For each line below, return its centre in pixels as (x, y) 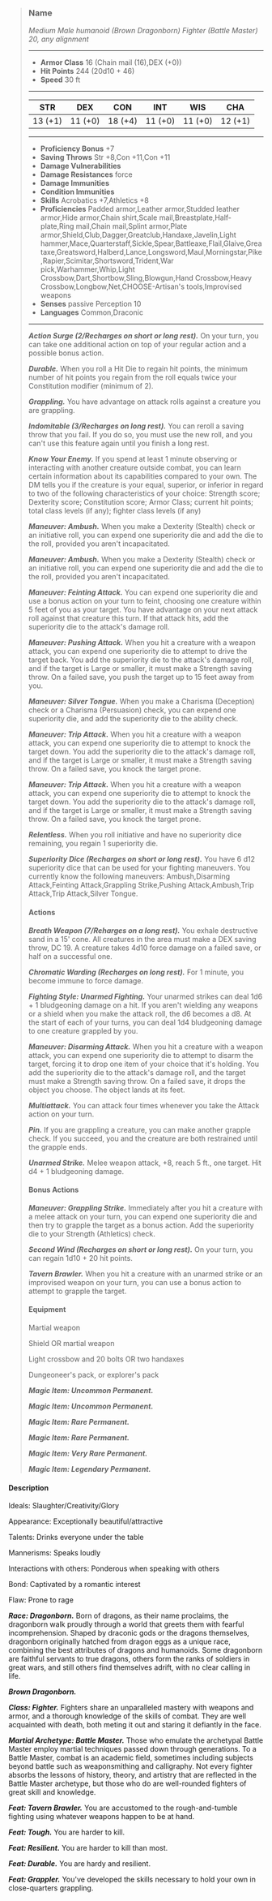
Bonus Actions (53, 1190)
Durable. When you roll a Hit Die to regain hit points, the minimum (138, 369)
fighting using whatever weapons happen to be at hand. (102, 1817)
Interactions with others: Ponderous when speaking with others (114, 1568)
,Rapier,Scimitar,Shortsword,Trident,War (107, 261)
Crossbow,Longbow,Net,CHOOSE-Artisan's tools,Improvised (141, 286)
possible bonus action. (66, 353)
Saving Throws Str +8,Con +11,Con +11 (105, 157)
